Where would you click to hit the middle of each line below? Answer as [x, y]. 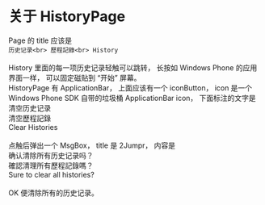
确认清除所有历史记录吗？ [51, 155]
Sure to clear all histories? [51, 174]
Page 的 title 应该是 [40, 40]
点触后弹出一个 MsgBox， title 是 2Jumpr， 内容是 [92, 145]
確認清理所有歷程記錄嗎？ [51, 165]
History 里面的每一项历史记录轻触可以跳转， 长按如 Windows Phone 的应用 [133, 67]
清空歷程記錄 [29, 118]
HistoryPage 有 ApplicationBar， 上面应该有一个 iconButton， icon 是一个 [130, 88]
